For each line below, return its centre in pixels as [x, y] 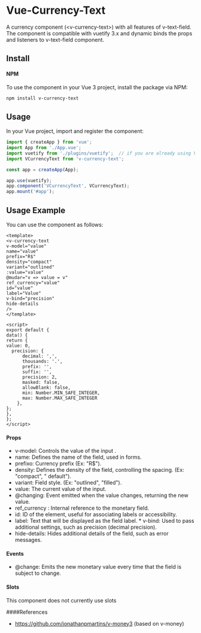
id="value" [20, 288]
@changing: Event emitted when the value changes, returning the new [101, 495]
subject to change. [38, 573]
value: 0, [19, 346]
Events [15, 553]
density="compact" [29, 262]
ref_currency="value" [33, 283]
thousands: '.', [42, 362]
